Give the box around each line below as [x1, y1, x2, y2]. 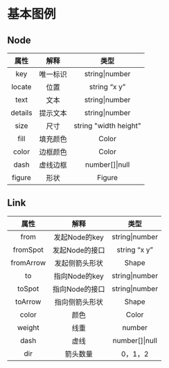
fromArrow [10, 257, 46, 267]
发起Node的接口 [52, 245, 105, 255]
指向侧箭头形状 [54, 297, 104, 306]
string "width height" [73, 121, 142, 130]
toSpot [17, 284, 39, 293]
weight [17, 322, 39, 332]
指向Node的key [53, 271, 104, 281]
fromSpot [12, 245, 44, 255]
